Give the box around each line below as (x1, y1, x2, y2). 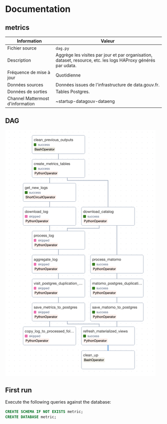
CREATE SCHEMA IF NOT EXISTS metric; (5, 409, 83, 415)
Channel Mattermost (7, 95, 50, 101)
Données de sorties (7, 88, 47, 94)
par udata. (55, 63, 77, 68)
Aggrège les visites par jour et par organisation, (55, 52, 153, 58)
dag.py (55, 46, 70, 51)
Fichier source (7, 45, 37, 51)
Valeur (100, 38, 115, 44)
